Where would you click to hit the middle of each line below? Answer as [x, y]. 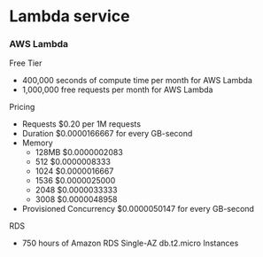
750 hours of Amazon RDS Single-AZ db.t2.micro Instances [130, 243]
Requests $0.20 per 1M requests [81, 124]
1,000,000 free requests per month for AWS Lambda [117, 90]
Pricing [22, 107]
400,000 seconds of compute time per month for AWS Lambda [137, 81]
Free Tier [26, 63]
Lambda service [70, 16]
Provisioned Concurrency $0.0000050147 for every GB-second [138, 209]
